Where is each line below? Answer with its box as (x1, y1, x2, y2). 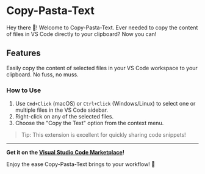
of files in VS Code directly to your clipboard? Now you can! (6, 30, 157, 37)
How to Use (6, 86, 41, 95)
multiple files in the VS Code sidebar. (15, 106, 109, 114)
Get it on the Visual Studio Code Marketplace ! (6, 149, 125, 156)
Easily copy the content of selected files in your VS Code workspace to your (6, 64, 198, 71)
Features (6, 48, 41, 59)
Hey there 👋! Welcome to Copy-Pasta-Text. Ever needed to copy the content (6, 24, 198, 31)
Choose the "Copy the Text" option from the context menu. (15, 120, 164, 127)
